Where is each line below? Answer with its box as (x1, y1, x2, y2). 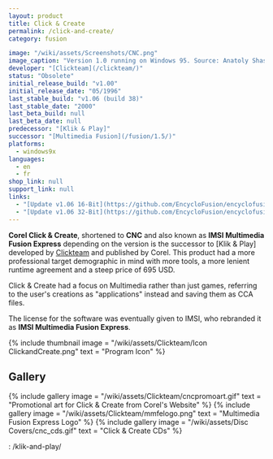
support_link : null (8, 185, 75, 193)
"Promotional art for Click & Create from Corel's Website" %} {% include (8, 400, 250, 410)
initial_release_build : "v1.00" (8, 79, 118, 88)
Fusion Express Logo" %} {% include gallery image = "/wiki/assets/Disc (8, 418, 249, 427)
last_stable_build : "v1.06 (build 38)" (8, 94, 144, 102)
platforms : (8, 140, 45, 148)
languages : (8, 155, 45, 163)
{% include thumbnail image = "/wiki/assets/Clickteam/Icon (8, 338, 208, 348)
